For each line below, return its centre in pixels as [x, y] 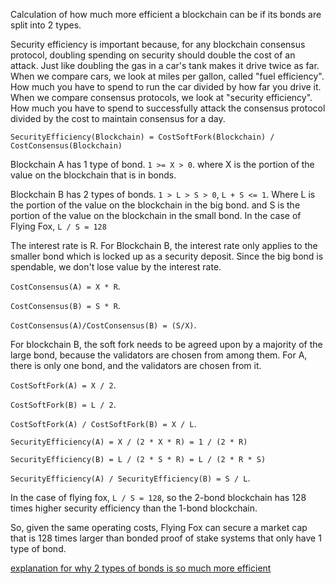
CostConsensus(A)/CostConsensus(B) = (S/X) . [103, 325]
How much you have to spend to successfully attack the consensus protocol [168, 108]
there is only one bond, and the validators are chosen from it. [136, 365]
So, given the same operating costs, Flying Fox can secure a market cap [159, 527]
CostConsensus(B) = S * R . [65, 305]
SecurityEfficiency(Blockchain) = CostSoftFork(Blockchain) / [142, 137]
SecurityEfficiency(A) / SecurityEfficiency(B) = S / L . [130, 478]
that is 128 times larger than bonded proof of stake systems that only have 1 [166, 538]
